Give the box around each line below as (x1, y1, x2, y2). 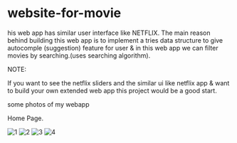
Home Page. (7, 114, 44, 122)
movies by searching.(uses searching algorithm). (7, 51, 151, 60)
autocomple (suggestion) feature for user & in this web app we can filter (7, 43, 218, 52)
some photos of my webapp (7, 100, 90, 108)
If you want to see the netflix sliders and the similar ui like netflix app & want (7, 78, 230, 87)
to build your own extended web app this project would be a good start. (7, 86, 217, 95)
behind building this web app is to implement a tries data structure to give (7, 36, 223, 44)
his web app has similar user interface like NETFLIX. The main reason (7, 28, 211, 37)
